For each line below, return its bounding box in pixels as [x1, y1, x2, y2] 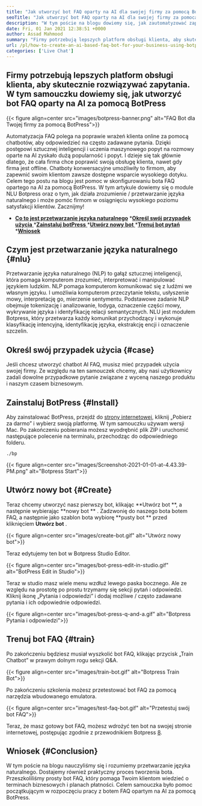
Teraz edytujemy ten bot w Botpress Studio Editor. [6, 550, 131, 557]
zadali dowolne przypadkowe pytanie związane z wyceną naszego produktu [6, 374, 195, 381]
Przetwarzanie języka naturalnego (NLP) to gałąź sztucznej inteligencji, [6, 270, 182, 277]
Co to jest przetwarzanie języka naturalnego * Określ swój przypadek [14, 214, 191, 221]
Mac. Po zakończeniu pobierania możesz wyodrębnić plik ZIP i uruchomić [6, 426, 189, 433]
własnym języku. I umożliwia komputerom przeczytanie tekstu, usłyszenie [6, 289, 189, 297]
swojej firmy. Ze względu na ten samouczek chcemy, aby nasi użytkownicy [6, 368, 192, 375]
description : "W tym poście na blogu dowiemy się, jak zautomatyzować [6, 20, 187, 26]
